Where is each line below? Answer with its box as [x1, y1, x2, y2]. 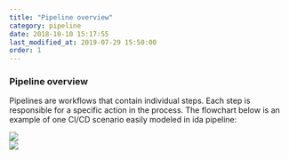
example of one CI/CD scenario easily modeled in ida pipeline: [9, 115, 237, 125]
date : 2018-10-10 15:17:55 [9, 29, 109, 38]
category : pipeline [9, 21, 82, 30]
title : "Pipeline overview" [9, 12, 114, 22]
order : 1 [9, 46, 42, 55]
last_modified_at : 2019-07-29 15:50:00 [9, 37, 157, 47]
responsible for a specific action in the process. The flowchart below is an [9, 105, 280, 115]
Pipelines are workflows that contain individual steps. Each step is [9, 95, 251, 107]
